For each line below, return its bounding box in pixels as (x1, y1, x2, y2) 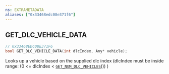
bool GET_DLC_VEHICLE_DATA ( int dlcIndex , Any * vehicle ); (5, 49, 128, 54)
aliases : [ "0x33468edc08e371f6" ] (5, 12, 76, 17)
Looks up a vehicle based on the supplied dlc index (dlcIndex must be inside (5, 58, 164, 64)
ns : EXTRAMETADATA (5, 7, 44, 13)
